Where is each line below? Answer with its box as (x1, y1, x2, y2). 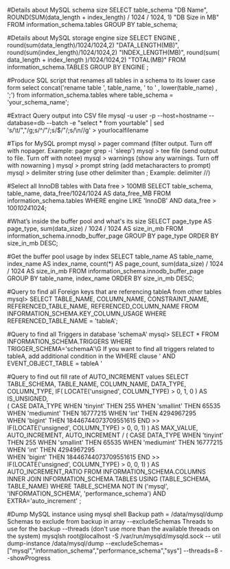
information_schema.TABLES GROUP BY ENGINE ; (7, 63, 149, 71)
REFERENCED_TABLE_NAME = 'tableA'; (7, 317, 118, 325)
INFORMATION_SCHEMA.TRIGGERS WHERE (7, 337, 133, 346)
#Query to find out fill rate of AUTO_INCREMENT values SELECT (7, 372, 189, 381)
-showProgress (7, 554, 51, 562)
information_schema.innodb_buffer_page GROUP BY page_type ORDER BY (7, 232, 219, 240)
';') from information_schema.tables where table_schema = (7, 91, 174, 99)
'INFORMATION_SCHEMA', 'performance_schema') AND (7, 489, 166, 498)
